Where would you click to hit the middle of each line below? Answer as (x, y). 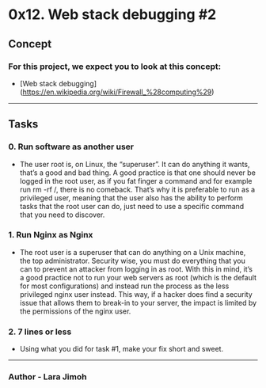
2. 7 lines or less (40, 332)
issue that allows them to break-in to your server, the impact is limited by (138, 302)
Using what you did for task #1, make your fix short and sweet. (122, 349)
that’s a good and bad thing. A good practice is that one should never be (137, 173)
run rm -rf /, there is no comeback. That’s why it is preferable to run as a (137, 189)
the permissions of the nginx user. (75, 311)
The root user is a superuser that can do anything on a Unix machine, (133, 252)
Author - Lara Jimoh (47, 377)
